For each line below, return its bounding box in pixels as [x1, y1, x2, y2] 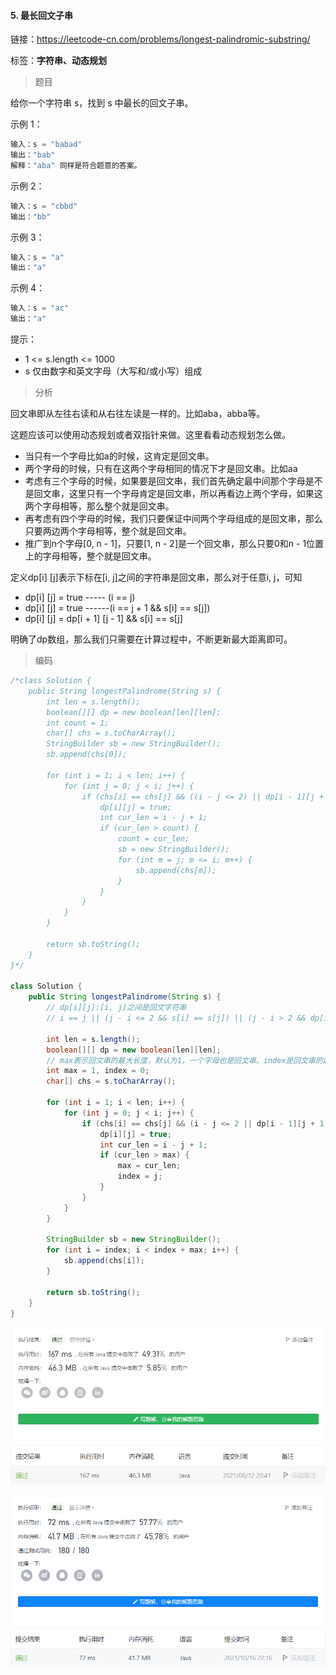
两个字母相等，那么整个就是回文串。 [24, 500, 175, 512]
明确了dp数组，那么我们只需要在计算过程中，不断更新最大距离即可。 [10, 633, 293, 645]
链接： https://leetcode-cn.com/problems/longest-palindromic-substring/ [10, 33, 311, 45]
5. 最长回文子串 [10, 9, 73, 21]
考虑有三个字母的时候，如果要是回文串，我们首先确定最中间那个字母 [24, 475, 306, 487]
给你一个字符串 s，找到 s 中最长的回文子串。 [10, 97, 194, 109]
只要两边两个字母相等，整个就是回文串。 [24, 525, 192, 537]
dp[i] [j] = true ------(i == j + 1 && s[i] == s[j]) [24, 602, 211, 614]
